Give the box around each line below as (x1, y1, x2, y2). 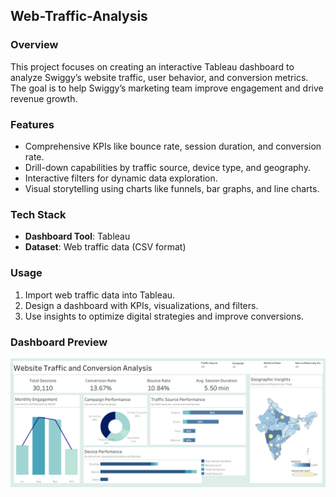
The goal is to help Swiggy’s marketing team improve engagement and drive (10, 82, 324, 94)
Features (10, 117, 55, 131)
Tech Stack (10, 207, 67, 221)
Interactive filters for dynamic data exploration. (24, 172, 218, 184)
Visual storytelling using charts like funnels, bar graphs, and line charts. (24, 182, 320, 194)
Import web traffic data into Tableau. (24, 289, 176, 301)
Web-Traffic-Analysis (10, 8, 148, 25)
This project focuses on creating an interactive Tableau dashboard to (10, 60, 295, 73)
